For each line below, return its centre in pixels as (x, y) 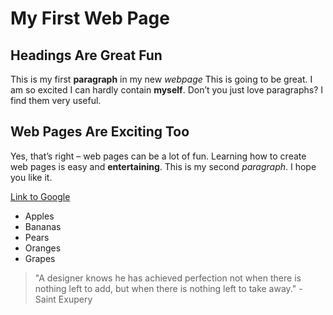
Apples (39, 216)
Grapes (40, 258)
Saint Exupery (63, 299)
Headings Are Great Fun (86, 55)
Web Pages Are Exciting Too (100, 132)
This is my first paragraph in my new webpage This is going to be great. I (161, 79)
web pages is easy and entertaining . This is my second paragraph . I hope (163, 166)
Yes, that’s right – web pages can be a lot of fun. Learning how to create (158, 156)
